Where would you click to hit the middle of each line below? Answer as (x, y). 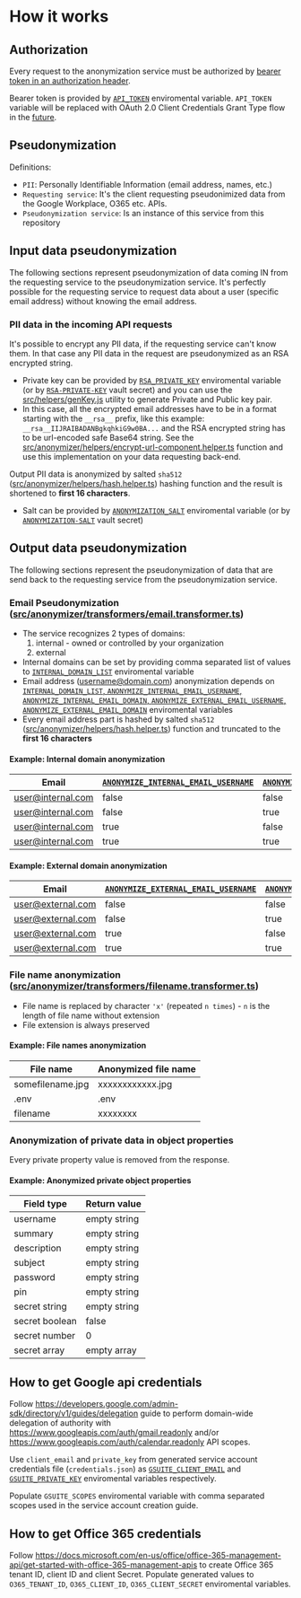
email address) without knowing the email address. (103, 301)
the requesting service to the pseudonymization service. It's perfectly (138, 282)
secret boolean (46, 1321)
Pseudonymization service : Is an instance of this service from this (143, 213)
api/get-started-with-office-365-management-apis (103, 1565)
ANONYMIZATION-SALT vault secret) (83, 520)
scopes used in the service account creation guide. (104, 1506)
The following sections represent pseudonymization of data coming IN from (149, 272)
